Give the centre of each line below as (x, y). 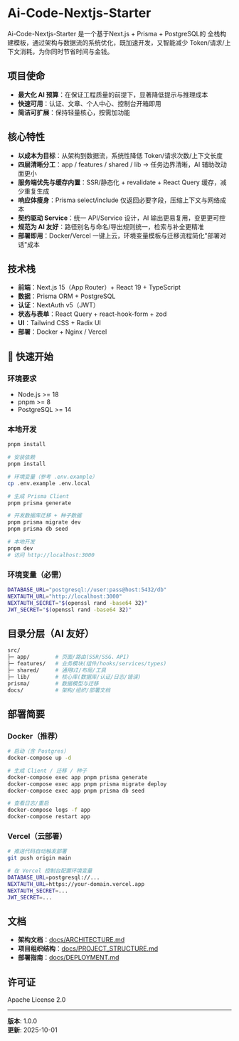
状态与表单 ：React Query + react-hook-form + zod (92, 314)
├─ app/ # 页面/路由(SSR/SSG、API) (69, 657)
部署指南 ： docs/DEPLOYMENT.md (68, 958)
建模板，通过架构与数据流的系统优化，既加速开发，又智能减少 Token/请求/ (116, 42)
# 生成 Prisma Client (38, 496)
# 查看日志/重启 (28, 803)
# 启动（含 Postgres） (38, 751)
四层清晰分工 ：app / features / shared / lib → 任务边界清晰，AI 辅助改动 (122, 164)
